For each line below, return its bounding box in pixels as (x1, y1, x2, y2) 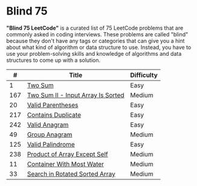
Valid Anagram (27, 120, 69, 128)
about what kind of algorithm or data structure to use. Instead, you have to (6, 44, 192, 51)
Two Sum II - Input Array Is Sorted (27, 91, 125, 99)
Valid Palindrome (27, 140, 76, 148)
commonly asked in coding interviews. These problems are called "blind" (6, 30, 189, 38)
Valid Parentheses (27, 101, 79, 109)
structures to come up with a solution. (6, 56, 101, 64)
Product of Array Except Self (27, 150, 108, 158)
